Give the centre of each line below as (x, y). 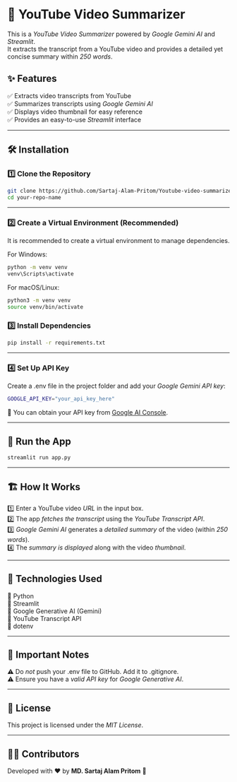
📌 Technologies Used (55, 579)
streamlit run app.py (39, 458)
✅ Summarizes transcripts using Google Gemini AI (80, 103)
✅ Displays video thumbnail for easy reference (75, 112)
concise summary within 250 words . (60, 57)
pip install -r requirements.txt (56, 343)
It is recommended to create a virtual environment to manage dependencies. (119, 241)
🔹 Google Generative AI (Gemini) (55, 611)
